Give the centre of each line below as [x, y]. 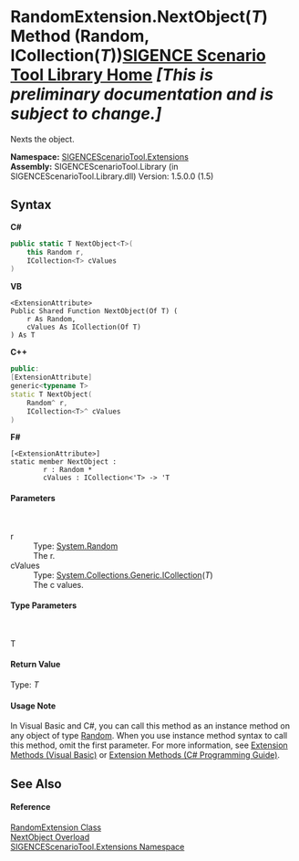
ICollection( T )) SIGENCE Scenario [139, 56]
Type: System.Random [76, 546]
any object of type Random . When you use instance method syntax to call [149, 736]
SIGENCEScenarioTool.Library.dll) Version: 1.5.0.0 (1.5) [112, 176]
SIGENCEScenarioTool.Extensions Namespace [98, 846]
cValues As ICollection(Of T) [84, 327]
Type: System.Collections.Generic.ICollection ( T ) [123, 575]
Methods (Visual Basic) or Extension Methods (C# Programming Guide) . [145, 755]
